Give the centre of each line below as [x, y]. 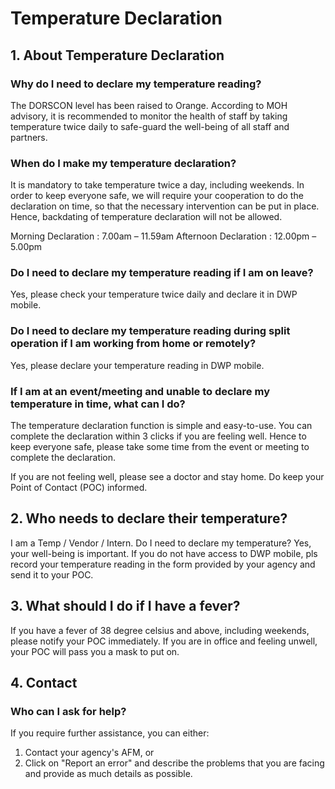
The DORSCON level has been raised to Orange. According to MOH [149, 105]
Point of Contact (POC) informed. [79, 488]
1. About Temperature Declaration [117, 55]
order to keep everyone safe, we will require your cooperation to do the [157, 196]
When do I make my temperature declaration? [123, 163]
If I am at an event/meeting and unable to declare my [140, 391]
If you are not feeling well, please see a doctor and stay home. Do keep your [167, 477]
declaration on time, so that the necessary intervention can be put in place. [165, 206]
